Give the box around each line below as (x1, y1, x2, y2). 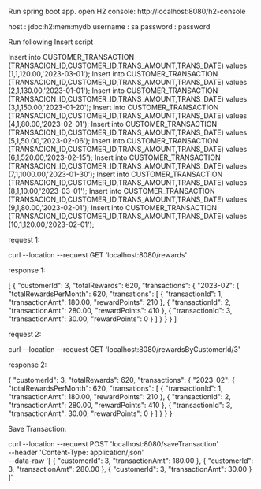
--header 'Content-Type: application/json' (8, 448, 144, 457)
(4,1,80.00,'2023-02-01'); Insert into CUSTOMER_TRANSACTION (8, 120, 218, 128)
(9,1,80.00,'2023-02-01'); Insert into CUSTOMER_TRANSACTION (8, 203, 217, 212)
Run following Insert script (8, 37, 94, 46)
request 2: (8, 330, 42, 339)
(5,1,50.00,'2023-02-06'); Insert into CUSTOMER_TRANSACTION (8, 136, 218, 145)
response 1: (8, 265, 46, 275)
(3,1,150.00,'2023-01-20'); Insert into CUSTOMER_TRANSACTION (8, 102, 219, 112)
